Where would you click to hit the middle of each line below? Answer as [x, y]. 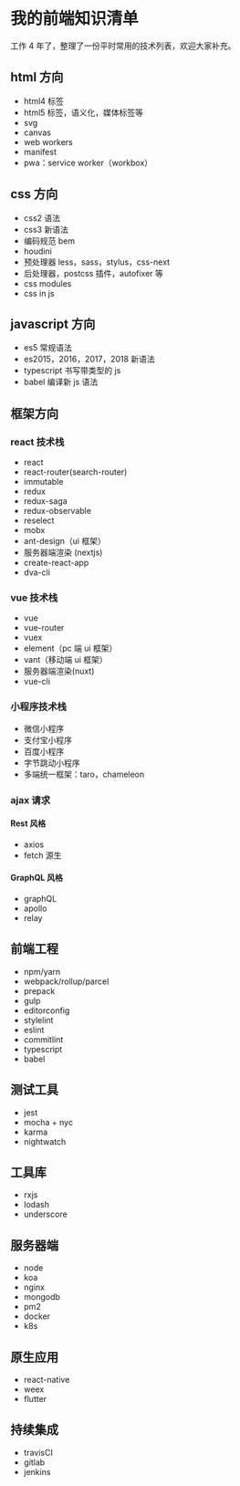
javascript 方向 [53, 324]
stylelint [38, 1020]
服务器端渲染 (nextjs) [63, 552]
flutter [35, 1399]
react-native [47, 1380]
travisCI [38, 1452]
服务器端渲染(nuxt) [59, 671]
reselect [39, 520]
